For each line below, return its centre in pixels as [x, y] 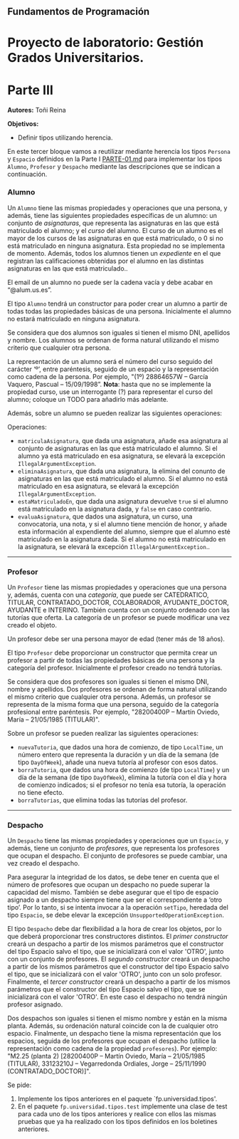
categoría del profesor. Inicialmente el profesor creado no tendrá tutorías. [115, 668]
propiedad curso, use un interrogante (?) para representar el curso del [110, 392]
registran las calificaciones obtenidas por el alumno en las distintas [106, 261]
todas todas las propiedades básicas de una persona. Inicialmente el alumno [119, 311]
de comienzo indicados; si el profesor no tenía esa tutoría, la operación [122, 785]
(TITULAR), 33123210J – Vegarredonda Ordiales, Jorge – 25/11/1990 [107, 1063]
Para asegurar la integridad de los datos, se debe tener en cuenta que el [113, 877]
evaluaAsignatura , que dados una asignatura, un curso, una [105, 516]
